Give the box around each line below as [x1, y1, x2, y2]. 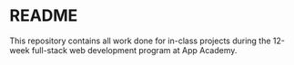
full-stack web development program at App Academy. [31, 44, 238, 55]
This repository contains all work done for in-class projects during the [9, 35, 271, 46]
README [9, 5, 78, 26]
